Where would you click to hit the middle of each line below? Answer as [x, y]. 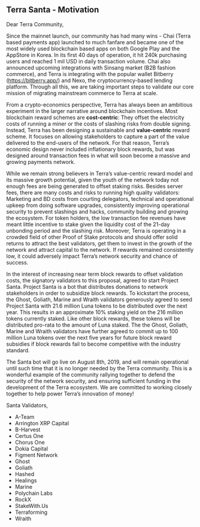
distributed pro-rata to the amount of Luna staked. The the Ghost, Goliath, [97, 325]
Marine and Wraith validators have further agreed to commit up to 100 [92, 331]
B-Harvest [28, 429]
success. [17, 262]
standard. [18, 350]
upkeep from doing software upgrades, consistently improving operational [98, 205]
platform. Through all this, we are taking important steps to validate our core [100, 87]
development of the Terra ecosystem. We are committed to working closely [99, 387]
